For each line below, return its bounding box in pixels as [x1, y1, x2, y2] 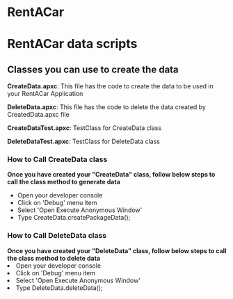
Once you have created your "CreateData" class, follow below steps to [7, 170, 216, 179]
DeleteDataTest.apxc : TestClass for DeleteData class [7, 137, 160, 146]
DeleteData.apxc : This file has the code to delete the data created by [7, 103, 207, 111]
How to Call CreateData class [7, 154, 108, 164]
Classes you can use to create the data [7, 63, 179, 75]
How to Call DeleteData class [7, 231, 106, 241]
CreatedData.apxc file [7, 111, 70, 119]
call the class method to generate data [7, 178, 120, 186]
